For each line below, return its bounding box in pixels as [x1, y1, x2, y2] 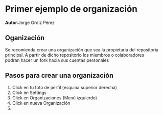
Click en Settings [12, 90, 47, 95]
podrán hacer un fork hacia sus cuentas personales [5, 57, 109, 63]
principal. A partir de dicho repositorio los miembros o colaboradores [5, 52, 144, 58]
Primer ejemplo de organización [5, 3, 138, 15]
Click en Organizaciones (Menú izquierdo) [12, 94, 97, 101]
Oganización [5, 34, 45, 42]
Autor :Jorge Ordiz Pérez [5, 20, 55, 25]
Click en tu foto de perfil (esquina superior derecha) [12, 84, 117, 90]
